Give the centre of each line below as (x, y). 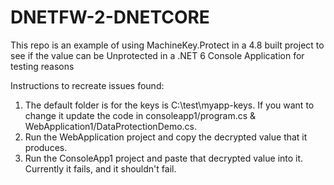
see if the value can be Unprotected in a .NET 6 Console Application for (157, 55)
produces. (46, 147)
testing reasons (42, 66)
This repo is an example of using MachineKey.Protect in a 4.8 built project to (167, 45)
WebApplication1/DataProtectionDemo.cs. (111, 126)
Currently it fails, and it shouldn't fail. (100, 168)
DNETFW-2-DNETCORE (110, 17)
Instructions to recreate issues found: (87, 85)
